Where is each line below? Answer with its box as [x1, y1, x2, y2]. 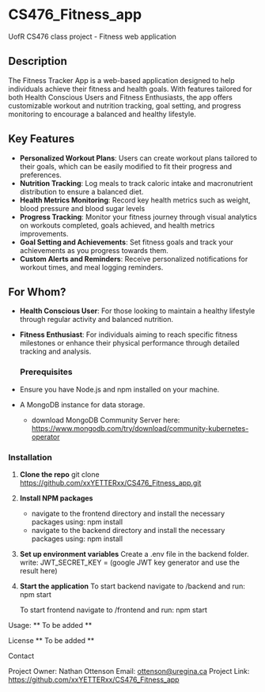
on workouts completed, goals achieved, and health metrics [19, 220, 215, 230]
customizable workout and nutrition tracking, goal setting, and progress [8, 100, 241, 110]
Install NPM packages [19, 493, 93, 503]
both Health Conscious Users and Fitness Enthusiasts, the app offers [8, 93, 233, 102]
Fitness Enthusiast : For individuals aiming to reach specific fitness [19, 330, 238, 339]
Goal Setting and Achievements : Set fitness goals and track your [19, 237, 233, 247]
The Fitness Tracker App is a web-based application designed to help [8, 75, 235, 85]
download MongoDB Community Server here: [31, 415, 180, 425]
